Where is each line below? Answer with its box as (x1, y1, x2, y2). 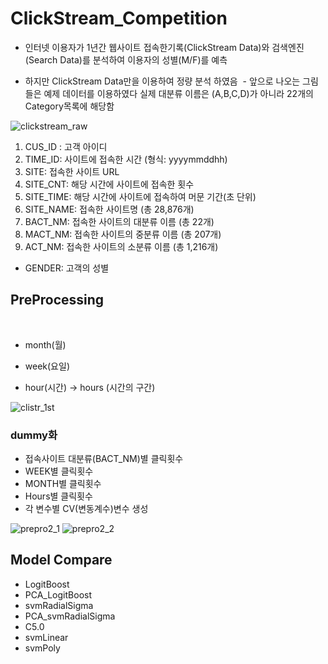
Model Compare (10, 552, 113, 569)
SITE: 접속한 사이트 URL (24, 165, 120, 177)
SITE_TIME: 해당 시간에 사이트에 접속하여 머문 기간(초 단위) (24, 190, 257, 202)
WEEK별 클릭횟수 (24, 465, 94, 477)
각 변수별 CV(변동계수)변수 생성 (24, 503, 149, 515)
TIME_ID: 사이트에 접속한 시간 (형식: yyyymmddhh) (24, 153, 228, 165)
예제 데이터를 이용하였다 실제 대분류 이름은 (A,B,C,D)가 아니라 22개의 (43, 87, 314, 99)
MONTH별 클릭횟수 (24, 478, 102, 490)
